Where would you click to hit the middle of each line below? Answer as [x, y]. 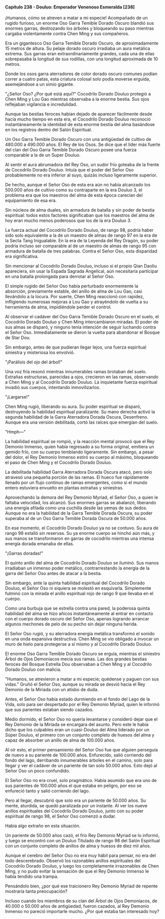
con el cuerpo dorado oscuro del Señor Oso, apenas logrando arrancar [77, 619]
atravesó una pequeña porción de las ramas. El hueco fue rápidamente [77, 478]
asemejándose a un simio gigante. [40, 85]
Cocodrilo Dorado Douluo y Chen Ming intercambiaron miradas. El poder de [82, 322]
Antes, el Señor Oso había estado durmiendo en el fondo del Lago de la [78, 699]
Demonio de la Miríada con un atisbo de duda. [52, 690]
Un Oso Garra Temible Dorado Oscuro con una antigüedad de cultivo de [78, 139]
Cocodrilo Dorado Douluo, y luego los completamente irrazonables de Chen [82, 866]
